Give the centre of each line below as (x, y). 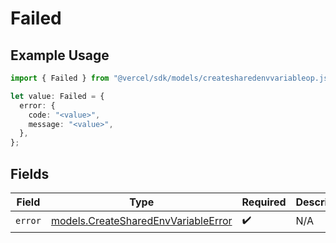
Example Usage (60, 55)
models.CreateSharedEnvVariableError (141, 221)
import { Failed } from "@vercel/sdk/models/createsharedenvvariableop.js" (171, 78)
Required (264, 202)
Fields (30, 173)
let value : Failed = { (57, 96)
